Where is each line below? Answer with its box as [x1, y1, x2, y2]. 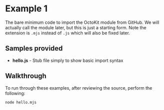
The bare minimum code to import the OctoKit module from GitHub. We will [5, 19, 160, 25]
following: [5, 90, 25, 96]
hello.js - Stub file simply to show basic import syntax [12, 57, 124, 63]
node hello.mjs [5, 100, 37, 105]
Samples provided [5, 44, 63, 53]
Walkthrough [5, 72, 46, 80]
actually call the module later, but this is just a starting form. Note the [5, 24, 147, 30]
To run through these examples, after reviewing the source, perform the [5, 85, 153, 91]
